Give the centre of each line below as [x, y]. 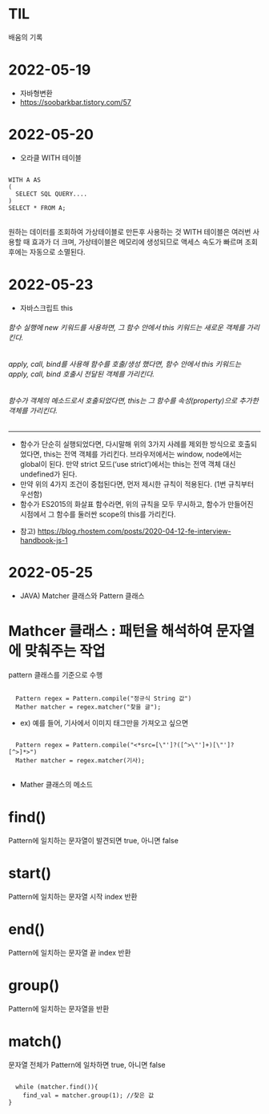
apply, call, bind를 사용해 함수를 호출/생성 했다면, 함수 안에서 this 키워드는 [125, 364]
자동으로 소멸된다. [57, 251]
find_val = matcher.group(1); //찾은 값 [88, 1095]
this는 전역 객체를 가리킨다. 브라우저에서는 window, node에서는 [143, 454]
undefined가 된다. [48, 474]
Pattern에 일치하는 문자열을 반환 [59, 1008]
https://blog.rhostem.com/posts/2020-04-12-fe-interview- [134, 531]
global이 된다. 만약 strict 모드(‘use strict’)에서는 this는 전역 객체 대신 [128, 465]
